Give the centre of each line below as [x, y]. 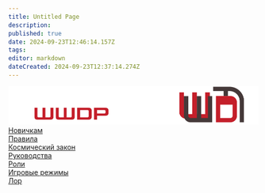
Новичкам [26, 131]
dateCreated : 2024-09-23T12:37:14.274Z [74, 67]
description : [30, 25]
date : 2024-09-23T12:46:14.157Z [61, 42]
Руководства [30, 156]
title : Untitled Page [44, 17]
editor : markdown [37, 59]
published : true [35, 33]
